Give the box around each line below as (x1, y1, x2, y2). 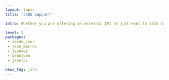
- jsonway (7, 48, 28, 53)
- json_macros (7, 44, 37, 49)
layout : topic (5, 7, 35, 12)
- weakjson (7, 53, 30, 58)
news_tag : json (5, 67, 37, 72)
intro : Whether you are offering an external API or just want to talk (5, 21, 158, 26)
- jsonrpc (7, 58, 28, 63)
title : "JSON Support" (5, 12, 53, 17)
